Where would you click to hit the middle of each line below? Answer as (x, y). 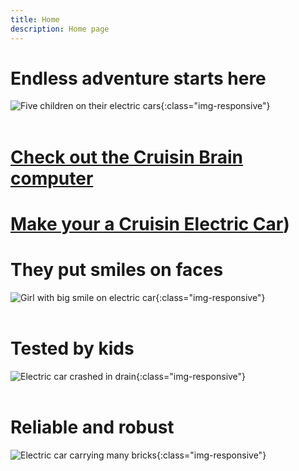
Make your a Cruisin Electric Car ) (150, 223)
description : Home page (60, 29)
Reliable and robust (92, 427)
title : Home (35, 19)
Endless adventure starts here (138, 78)
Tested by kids (72, 348)
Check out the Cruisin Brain (127, 157)
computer (52, 178)
